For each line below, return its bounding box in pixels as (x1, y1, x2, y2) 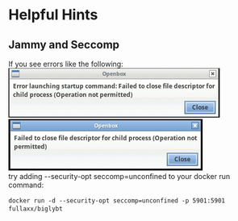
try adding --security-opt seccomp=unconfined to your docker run (8, 172, 231, 181)
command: (8, 180, 44, 190)
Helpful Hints (8, 6, 98, 24)
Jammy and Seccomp (8, 38, 119, 52)
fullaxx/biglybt (8, 205, 63, 213)
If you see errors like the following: (8, 59, 123, 69)
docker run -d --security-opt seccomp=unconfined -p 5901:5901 (8, 197, 226, 205)
